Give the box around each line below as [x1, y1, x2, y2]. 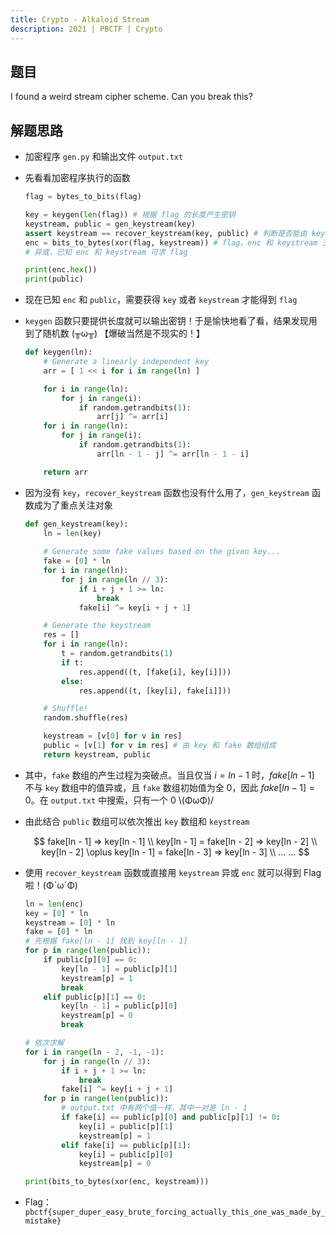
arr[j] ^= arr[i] [96, 412, 169, 422]
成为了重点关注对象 [33, 499, 113, 511]
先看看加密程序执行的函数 [24, 172, 131, 184]
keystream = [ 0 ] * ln [24, 917, 116, 928]
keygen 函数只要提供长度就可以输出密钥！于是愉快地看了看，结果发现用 [24, 315, 318, 327]
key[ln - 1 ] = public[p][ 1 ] [61, 964, 178, 974]
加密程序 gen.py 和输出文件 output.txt [24, 151, 184, 163]
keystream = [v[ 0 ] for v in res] [43, 731, 183, 741]
